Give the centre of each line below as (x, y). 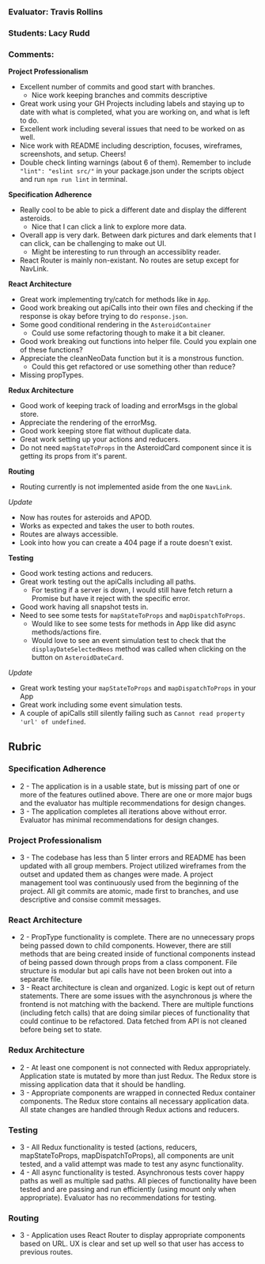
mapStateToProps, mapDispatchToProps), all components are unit (127, 1156)
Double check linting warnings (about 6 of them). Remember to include (135, 163)
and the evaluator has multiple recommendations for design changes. (133, 803)
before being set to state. (61, 1030)
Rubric (25, 746)
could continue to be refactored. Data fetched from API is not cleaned (133, 1021)
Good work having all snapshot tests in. (84, 607)
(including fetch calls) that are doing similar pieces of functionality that (135, 1013)
